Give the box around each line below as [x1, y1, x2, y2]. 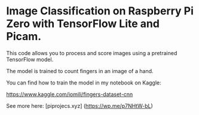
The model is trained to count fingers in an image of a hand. [6, 67, 154, 74]
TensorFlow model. [6, 56, 54, 63]
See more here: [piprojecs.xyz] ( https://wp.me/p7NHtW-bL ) [6, 102, 154, 109]
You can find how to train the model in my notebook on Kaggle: [6, 79, 161, 86]
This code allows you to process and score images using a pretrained [6, 49, 177, 56]
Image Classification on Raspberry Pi [6, 4, 194, 18]
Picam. [6, 30, 42, 43]
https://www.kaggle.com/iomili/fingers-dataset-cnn [6, 90, 133, 98]
